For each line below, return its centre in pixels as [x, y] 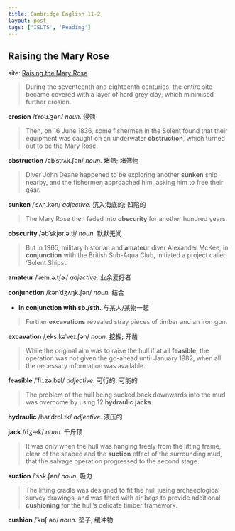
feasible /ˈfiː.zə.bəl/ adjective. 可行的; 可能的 [73, 380]
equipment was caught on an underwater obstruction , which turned [125, 139]
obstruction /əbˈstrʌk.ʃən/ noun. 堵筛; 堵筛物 [73, 161]
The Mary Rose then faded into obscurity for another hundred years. [126, 219]
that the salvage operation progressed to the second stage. [112, 461]
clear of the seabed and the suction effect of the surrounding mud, [124, 454]
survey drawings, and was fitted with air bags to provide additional [123, 498]
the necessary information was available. [86, 366]
